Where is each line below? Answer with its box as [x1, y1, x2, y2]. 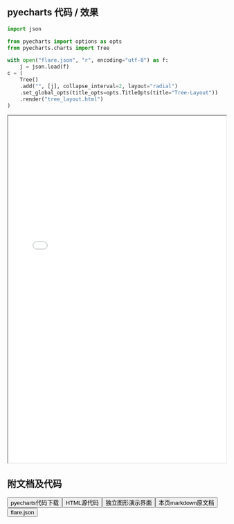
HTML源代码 [65, 499, 99, 507]
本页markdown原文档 [159, 499, 215, 507]
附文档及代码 [7, 477, 62, 489]
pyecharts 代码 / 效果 [7, 6, 99, 19]
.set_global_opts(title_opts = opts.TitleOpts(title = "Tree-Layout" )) [19, 89, 218, 96]
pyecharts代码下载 [10, 499, 60, 507]
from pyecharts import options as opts [7, 37, 123, 45]
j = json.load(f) [19, 63, 70, 71]
